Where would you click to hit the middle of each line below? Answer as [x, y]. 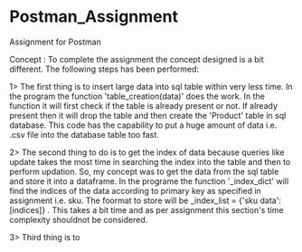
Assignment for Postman [55, 42]
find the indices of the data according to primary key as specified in [136, 190]
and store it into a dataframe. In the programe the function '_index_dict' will [149, 181]
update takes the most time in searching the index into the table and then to [150, 161]
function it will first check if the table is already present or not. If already [144, 105]
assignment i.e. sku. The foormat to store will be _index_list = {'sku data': [146, 200]
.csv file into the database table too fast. [85, 134]
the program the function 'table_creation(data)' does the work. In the [137, 96]
